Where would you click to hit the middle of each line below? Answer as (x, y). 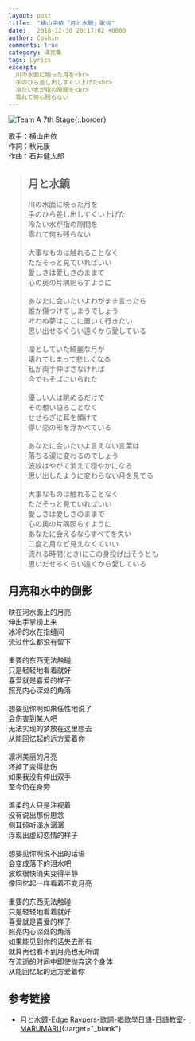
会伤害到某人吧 (33, 718)
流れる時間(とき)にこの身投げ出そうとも (93, 554)
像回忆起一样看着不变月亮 (50, 883)
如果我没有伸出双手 (40, 777)
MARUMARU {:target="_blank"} (70, 1028)
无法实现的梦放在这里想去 (50, 728)
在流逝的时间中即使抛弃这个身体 (60, 961)
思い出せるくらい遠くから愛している (87, 331)
